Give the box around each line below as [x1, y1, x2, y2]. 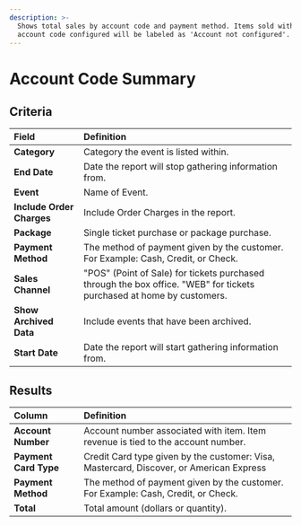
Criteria [9, 104, 53, 119]
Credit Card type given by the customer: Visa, [83, 451, 275, 463]
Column [13, 409, 48, 422]
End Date [13, 166, 54, 179]
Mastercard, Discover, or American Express [83, 461, 267, 474]
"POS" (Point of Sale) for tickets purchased [83, 267, 265, 279]
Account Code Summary [9, 68, 196, 89]
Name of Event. [83, 186, 149, 198]
